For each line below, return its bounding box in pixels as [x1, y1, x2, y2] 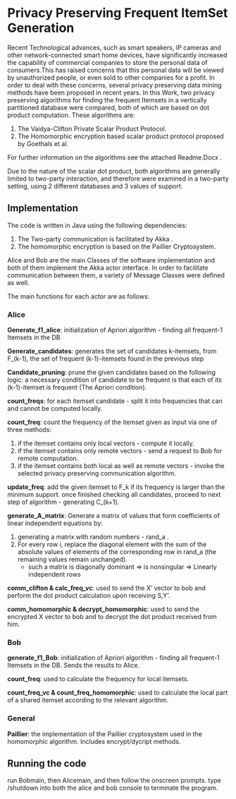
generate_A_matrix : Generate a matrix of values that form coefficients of [7, 512, 221, 520]
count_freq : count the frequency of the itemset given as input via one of [7, 418, 218, 426]
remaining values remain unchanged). [17, 555, 128, 564]
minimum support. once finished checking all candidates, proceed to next [7, 491, 221, 499]
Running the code [7, 757, 87, 770]
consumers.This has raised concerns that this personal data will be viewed [7, 66, 224, 74]
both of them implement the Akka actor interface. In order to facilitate [7, 263, 209, 272]
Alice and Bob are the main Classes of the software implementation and [7, 256, 216, 264]
